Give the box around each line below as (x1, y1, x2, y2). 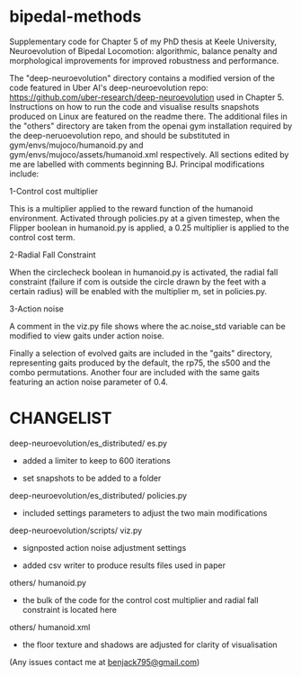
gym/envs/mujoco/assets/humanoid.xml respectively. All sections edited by (9, 149, 289, 159)
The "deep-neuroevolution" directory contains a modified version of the (9, 72, 276, 83)
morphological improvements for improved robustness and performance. (9, 55, 279, 66)
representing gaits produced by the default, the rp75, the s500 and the (9, 357, 271, 368)
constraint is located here (22, 604, 117, 615)
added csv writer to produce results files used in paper (22, 560, 226, 571)
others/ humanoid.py (9, 577, 87, 588)
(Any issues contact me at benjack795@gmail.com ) (9, 656, 200, 667)
